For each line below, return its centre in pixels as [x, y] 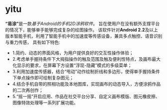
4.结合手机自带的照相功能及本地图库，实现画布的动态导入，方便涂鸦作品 [86, 84]
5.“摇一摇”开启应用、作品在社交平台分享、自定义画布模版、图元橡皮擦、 [86, 96]
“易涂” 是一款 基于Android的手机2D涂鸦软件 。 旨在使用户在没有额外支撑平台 [83, 23]
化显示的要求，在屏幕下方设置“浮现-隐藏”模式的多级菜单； [72, 65]
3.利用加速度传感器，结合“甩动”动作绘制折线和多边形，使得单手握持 [82, 71]
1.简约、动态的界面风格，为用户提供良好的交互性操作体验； [73, 53]
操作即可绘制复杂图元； [50, 78]
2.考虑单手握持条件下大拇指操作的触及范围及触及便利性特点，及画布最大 [86, 59]
